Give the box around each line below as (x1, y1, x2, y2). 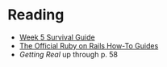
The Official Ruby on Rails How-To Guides (19, 40, 159, 50)
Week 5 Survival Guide (19, 32, 95, 42)
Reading (7, 6, 65, 24)
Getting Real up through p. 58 (19, 49, 119, 59)
